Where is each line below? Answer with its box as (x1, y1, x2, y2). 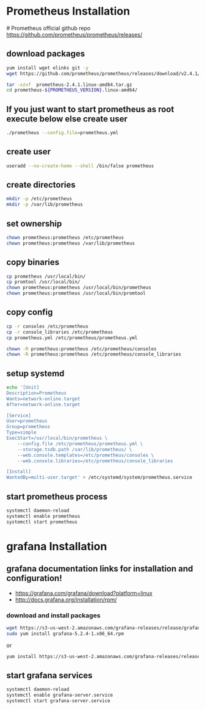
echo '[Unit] (6, 384, 40, 391)
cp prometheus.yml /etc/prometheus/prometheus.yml (6, 334, 138, 341)
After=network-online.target (6, 401, 81, 407)
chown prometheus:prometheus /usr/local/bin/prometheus (6, 285, 151, 291)
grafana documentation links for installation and (6, 564, 193, 574)
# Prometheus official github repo (6, 24, 91, 32)
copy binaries (6, 257, 60, 268)
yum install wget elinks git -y (6, 65, 88, 71)
